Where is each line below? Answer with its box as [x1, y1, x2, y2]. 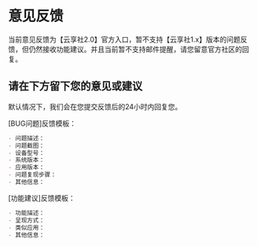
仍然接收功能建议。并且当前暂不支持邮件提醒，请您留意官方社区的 [28, 44, 242, 53]
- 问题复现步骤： [8, 171, 57, 179]
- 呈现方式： [8, 216, 45, 224]
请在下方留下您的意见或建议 [8, 79, 143, 93]
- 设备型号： [8, 149, 45, 157]
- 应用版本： [8, 163, 45, 171]
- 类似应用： [8, 223, 45, 232]
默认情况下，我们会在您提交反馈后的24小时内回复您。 [8, 101, 182, 111]
